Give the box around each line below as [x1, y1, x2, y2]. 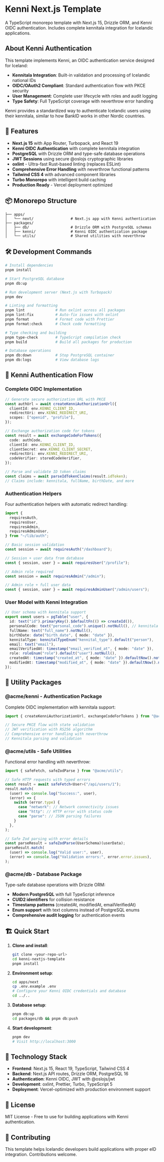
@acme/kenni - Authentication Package [5, 693, 102, 700]
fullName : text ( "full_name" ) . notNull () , [9, 628, 93, 633]
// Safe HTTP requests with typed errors [5, 777, 91, 782]
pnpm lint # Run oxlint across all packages [5, 308, 125, 313]
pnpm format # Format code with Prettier [5, 317, 115, 322]
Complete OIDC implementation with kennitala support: [5, 704, 116, 710]
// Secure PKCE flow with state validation [5, 722, 95, 727]
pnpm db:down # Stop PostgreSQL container [5, 353, 115, 358]
